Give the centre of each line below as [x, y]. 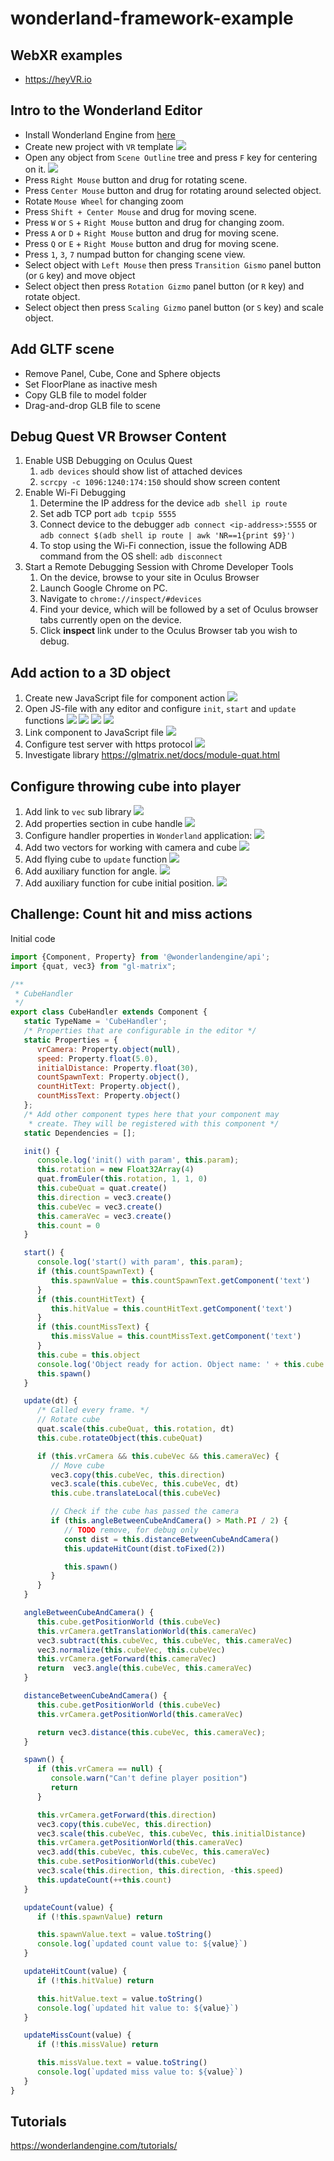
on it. [35, 169]
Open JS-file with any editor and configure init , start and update [160, 709]
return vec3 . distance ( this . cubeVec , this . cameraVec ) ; [151, 1732]
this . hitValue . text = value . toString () [119, 1998]
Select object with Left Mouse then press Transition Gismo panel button [173, 264]
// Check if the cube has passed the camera [145, 1512]
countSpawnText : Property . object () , [113, 1077]
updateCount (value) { [68, 1907]
